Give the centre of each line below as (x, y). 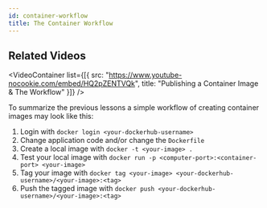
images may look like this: (51, 116)
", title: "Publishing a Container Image (197, 84)
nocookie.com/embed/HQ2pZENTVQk (72, 84)
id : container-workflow (48, 16)
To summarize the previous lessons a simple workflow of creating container (134, 108)
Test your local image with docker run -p (88, 157)
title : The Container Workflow (61, 23)
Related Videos (47, 56)
